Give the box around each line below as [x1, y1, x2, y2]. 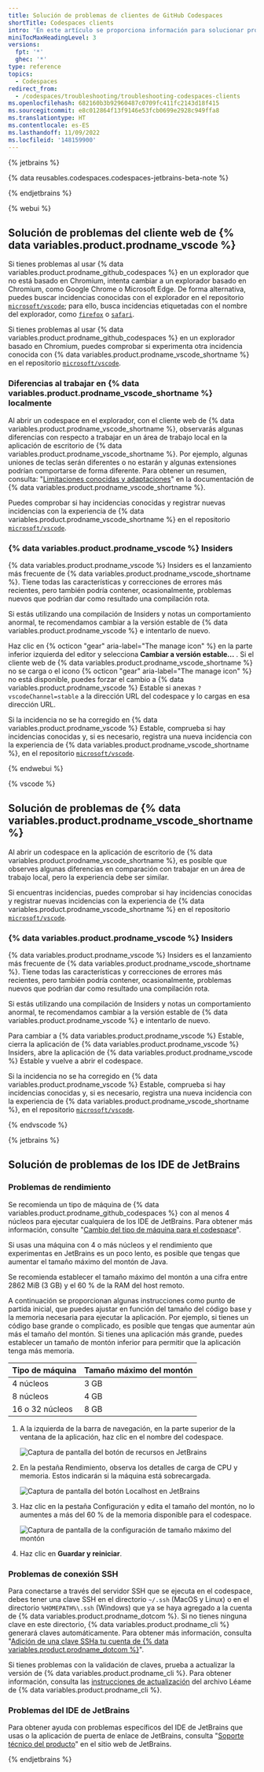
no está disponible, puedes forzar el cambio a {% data [8, 674, 185, 684]
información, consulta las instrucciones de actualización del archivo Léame [8, 1677, 251, 1686]
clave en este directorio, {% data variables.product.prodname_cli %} [8, 1620, 230, 1629]
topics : [8, 70, 34, 78]
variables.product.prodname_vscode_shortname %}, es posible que [8, 855, 228, 865]
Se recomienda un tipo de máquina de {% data [8, 1199, 159, 1209]
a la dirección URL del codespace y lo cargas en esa [80, 691, 250, 701]
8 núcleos [12, 1391, 49, 1402]
